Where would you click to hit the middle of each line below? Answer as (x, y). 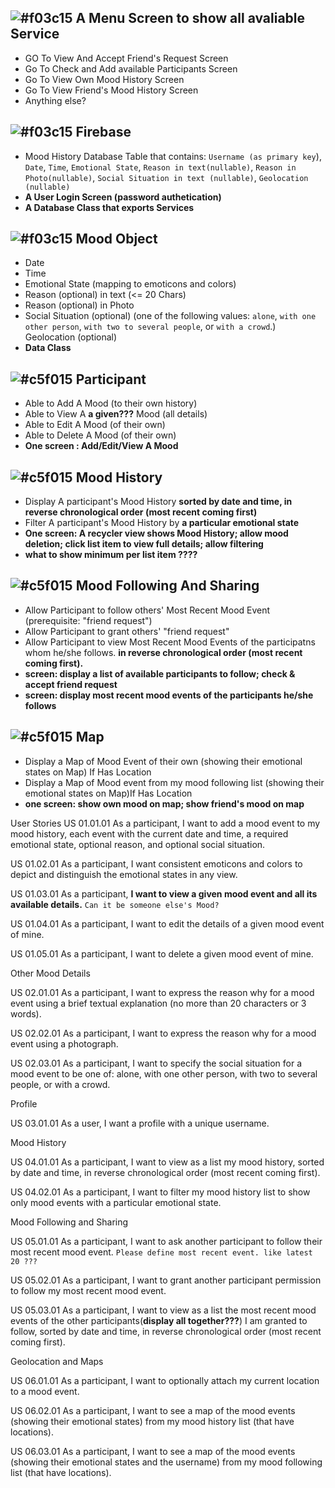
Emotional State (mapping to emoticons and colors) (130, 284)
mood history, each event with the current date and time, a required (149, 833)
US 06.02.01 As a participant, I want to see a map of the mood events (153, 1410)
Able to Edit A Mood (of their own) (95, 425)
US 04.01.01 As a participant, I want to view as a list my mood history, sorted (167, 1162)
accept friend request (71, 684)
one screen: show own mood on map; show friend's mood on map (164, 803)
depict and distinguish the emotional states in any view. (124, 874)
